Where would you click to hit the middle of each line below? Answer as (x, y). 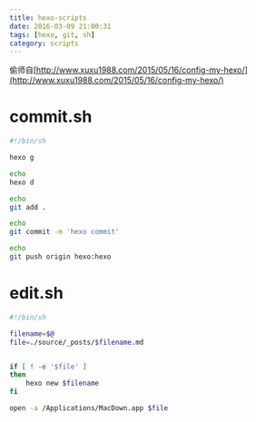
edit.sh (36, 294)
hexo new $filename (63, 383)
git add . (28, 207)
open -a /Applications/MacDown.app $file (89, 408)
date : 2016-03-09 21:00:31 (60, 26)
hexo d (22, 182)
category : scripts (44, 43)
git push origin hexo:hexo (60, 257)
